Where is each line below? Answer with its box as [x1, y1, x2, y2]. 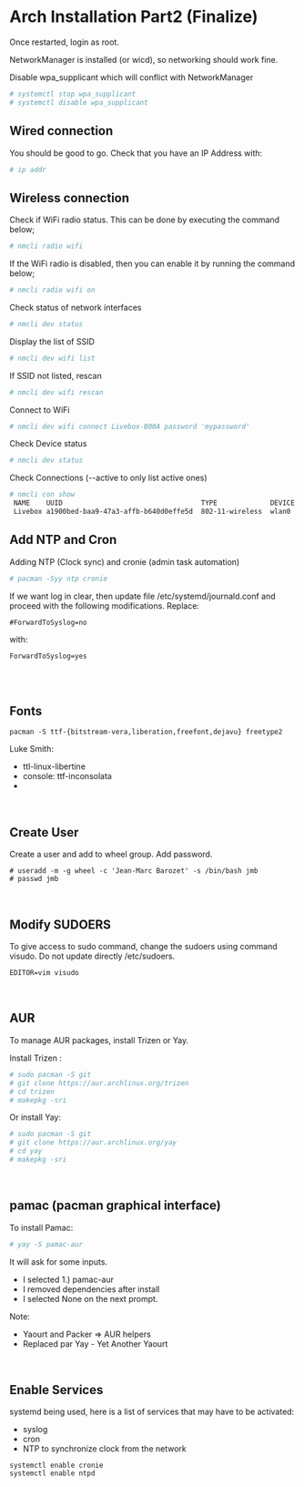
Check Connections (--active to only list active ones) [9, 472, 208, 484]
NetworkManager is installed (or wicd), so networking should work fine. [9, 54, 279, 65]
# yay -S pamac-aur [9, 1239, 84, 1249]
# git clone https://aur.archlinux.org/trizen [9, 1078, 189, 1088]
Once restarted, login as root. [9, 36, 120, 47]
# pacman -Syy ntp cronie [9, 574, 107, 583]
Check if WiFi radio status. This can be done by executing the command [9, 214, 280, 225]
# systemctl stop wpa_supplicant [9, 89, 137, 98]
